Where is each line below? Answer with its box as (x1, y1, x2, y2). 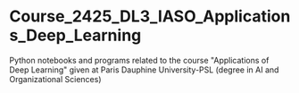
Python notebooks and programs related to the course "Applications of (9, 55, 270, 65)
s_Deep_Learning (9, 25, 142, 46)
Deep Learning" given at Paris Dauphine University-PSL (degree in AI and (9, 64, 279, 75)
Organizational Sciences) (9, 73, 102, 84)
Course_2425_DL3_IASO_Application (9, 6, 291, 27)
